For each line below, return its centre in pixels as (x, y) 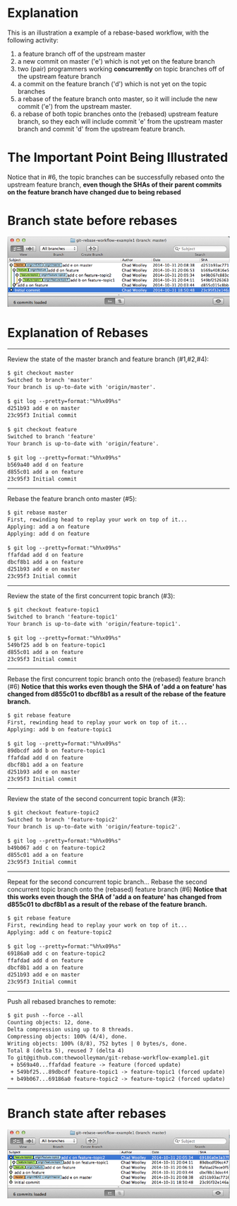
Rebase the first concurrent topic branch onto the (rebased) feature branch (116, 679)
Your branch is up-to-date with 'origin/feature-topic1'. (94, 624)
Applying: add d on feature (49, 534)
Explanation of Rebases (78, 333)
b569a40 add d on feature (45, 465)
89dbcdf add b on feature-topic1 (56, 751)
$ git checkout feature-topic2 (53, 813)
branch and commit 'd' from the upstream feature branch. (101, 129)
